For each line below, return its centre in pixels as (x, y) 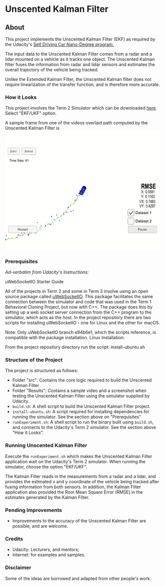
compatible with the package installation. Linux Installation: (65, 338)
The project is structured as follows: (42, 371)
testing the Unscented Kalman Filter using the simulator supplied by (81, 396)
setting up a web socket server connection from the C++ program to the (78, 313)
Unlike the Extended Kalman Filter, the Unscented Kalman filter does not (78, 79)
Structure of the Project (34, 360)
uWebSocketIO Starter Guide (34, 282)
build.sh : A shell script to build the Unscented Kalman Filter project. (82, 406)
